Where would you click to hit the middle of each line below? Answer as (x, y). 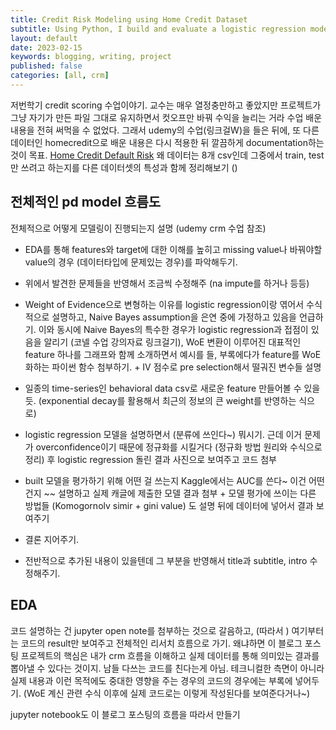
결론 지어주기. (52, 539)
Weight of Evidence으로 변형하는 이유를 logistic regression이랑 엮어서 (164, 304)
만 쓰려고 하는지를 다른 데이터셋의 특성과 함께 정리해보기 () (124, 167)
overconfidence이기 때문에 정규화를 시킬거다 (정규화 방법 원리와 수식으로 (179, 447)
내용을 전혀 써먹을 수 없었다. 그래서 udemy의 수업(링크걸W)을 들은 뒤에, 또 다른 (165, 130)
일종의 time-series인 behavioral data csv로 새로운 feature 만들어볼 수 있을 (172, 388)
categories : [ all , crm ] (60, 76)
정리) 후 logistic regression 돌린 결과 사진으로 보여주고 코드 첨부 (151, 459)
